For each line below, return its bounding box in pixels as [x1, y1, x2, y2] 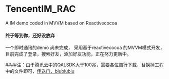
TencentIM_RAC [5, 3, 76, 15]
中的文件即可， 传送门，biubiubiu [5, 68, 74, 74]
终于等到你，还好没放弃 [5, 32, 55, 38]
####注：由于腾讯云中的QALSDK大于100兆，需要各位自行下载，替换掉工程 [5, 62, 164, 68]
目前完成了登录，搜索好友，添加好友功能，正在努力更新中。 [5, 51, 132, 57]
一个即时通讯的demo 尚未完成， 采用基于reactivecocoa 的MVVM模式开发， [5, 44, 165, 51]
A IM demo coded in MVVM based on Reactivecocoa [5, 20, 117, 26]
